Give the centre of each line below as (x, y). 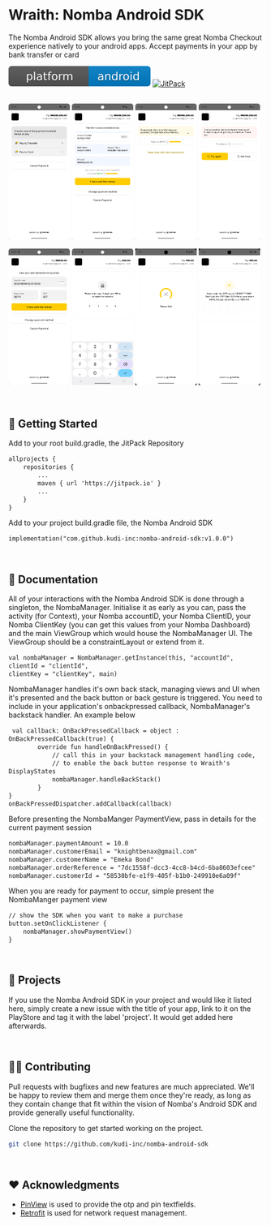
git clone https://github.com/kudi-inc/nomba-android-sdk (108, 1144)
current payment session (50, 828)
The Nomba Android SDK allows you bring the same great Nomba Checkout (135, 37)
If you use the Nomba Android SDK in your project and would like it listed (130, 1000)
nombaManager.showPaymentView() (77, 932)
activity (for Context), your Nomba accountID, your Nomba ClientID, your (130, 616)
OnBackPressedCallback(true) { (61, 739)
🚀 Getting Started (53, 424)
